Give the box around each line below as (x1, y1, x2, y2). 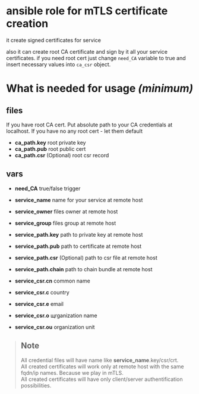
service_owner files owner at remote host (14, 207, 118, 215)
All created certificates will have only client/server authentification (20, 376, 183, 383)
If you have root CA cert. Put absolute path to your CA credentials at (6, 121, 173, 128)
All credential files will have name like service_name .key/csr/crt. (20, 356, 179, 364)
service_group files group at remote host (14, 219, 116, 227)
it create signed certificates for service (6, 36, 101, 44)
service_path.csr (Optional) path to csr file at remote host (14, 254, 157, 261)
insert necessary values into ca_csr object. (6, 61, 111, 68)
